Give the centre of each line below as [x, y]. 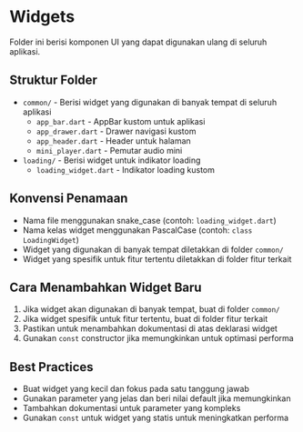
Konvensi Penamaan [69, 199]
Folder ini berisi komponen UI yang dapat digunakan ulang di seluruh [138, 42]
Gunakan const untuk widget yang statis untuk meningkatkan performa [156, 418]
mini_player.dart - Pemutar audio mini [109, 150]
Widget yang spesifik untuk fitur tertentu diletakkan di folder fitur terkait [157, 259]
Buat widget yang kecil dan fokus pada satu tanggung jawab [136, 389]
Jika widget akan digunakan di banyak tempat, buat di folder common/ [151, 309]
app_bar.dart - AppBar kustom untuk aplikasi [121, 121]
